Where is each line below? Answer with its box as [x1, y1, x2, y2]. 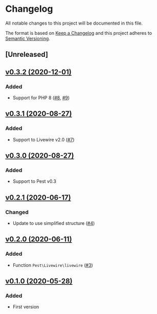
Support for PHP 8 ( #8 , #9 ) [12, 95, 70, 101]
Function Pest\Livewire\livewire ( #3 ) [12, 262, 93, 268]
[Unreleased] [5, 50, 49, 59]
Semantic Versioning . [5, 35, 50, 41]
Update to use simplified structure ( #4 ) [12, 220, 95, 226]
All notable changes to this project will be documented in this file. [5, 20, 143, 26]
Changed [5, 208, 29, 216]
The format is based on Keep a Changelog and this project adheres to [5, 30, 152, 36]
